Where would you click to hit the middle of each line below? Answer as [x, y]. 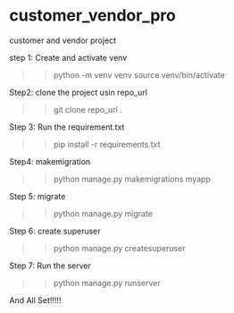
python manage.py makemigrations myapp [132, 179]
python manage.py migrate [103, 213]
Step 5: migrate [38, 196]
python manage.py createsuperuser [119, 248]
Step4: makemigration [50, 161]
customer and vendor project [63, 40]
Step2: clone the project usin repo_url [78, 92]
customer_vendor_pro [92, 16]
